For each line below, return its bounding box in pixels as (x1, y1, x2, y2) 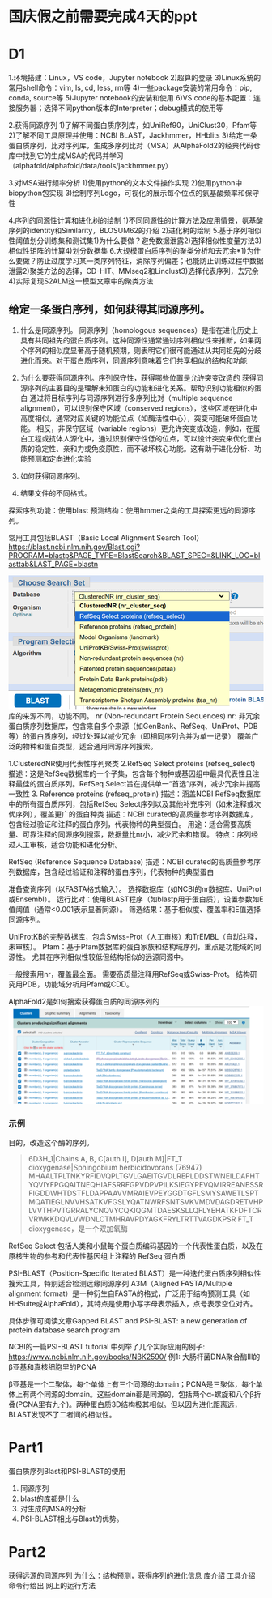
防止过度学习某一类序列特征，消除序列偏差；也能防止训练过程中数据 (36, 256, 264, 266)
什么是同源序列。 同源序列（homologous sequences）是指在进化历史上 (19, 325, 259, 335)
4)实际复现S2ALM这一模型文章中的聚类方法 (8, 276, 154, 286)
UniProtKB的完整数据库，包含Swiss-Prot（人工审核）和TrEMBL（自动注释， (8, 931, 261, 941)
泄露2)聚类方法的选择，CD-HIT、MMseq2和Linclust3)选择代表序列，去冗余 (8, 266, 259, 276)
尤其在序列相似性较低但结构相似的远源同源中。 (31, 952, 188, 961)
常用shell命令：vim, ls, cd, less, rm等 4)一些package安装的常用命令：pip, (8, 83, 253, 93)
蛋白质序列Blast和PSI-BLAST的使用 (8, 1466, 126, 1476)
